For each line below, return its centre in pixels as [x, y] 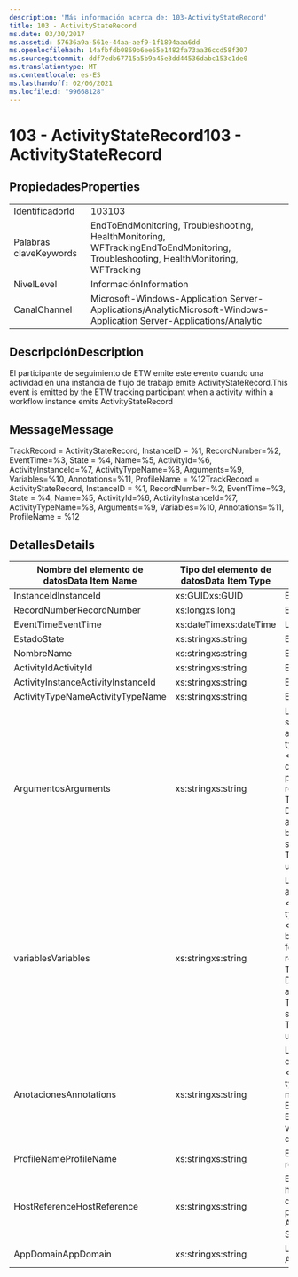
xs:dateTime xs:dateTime [226, 624]
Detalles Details [52, 545]
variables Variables [52, 958]
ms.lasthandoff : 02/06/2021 [61, 83]
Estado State [39, 638]
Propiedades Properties [74, 187]
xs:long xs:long [205, 610]
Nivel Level [35, 284]
